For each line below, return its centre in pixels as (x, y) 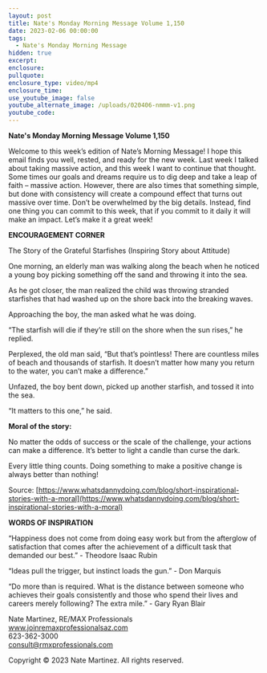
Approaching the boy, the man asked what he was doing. (102, 314)
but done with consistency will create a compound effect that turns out (125, 194)
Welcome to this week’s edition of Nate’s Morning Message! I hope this (125, 151)
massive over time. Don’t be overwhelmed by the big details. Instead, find (129, 202)
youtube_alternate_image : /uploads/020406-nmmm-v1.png (102, 105)
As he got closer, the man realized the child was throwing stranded (119, 290)
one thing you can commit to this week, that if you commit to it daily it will (129, 211)
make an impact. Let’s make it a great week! (81, 219)
